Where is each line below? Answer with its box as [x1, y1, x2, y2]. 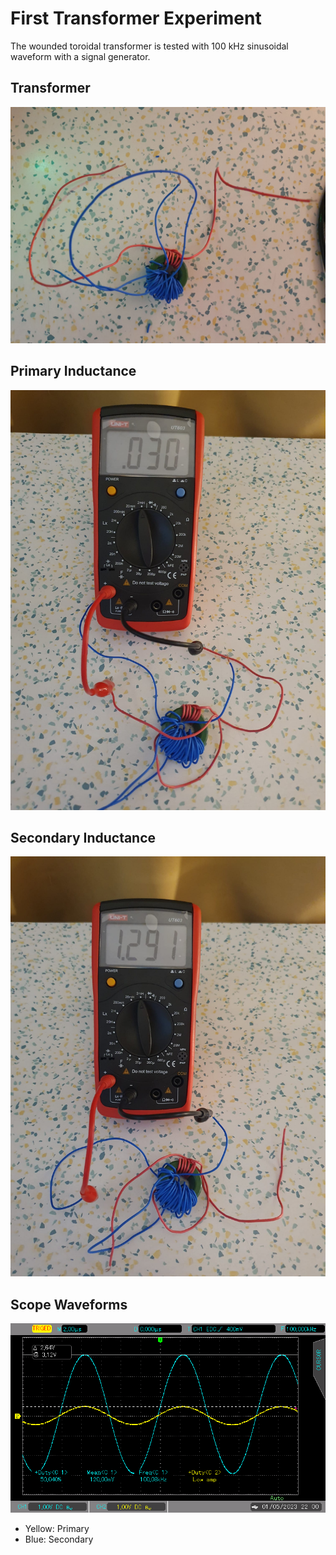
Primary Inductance [10, 363, 137, 380]
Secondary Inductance [10, 829, 157, 846]
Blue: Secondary [24, 1533, 94, 1545]
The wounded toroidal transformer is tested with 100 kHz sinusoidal [10, 40, 289, 52]
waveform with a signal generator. [10, 50, 151, 62]
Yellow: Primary [24, 1522, 90, 1534]
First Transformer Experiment [10, 7, 262, 30]
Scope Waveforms [10, 1296, 128, 1313]
